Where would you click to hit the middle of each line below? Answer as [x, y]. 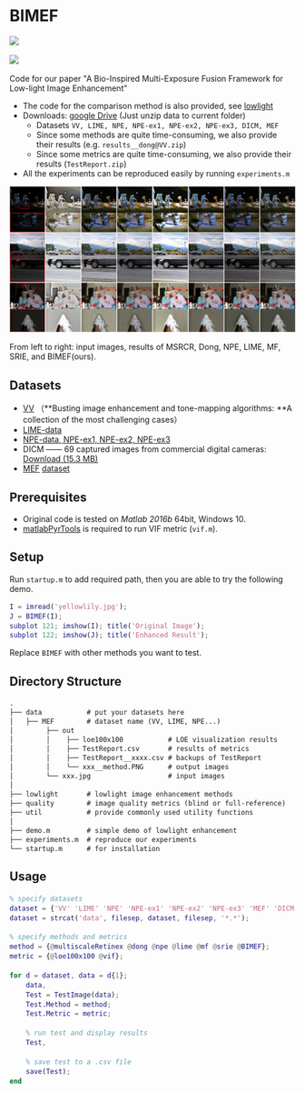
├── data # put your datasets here [97, 713]
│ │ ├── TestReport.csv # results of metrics [129, 749]
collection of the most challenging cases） [102, 420]
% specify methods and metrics [69, 938]
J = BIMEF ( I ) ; [36, 616]
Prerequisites [48, 497]
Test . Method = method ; [69, 1004]
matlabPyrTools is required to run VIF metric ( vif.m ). [120, 528]
